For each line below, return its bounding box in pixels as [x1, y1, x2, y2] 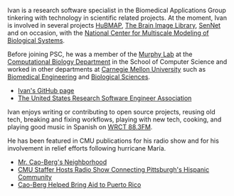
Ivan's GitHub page [17, 87, 75, 94]
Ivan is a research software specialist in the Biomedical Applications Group [7, 6, 226, 14]
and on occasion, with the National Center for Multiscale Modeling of [7, 28, 210, 37]
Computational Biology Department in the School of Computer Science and [7, 58, 228, 66]
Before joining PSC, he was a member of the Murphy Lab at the [7, 50, 193, 58]
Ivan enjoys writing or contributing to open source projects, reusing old [7, 108, 216, 116]
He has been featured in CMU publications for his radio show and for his [7, 136, 219, 145]
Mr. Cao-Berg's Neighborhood [17, 158, 107, 166]
